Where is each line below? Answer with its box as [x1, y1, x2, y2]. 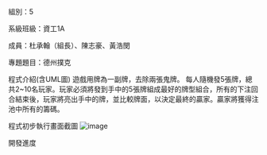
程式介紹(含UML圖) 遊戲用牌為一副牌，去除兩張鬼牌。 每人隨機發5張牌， [8, 75, 246, 83]
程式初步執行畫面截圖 [8, 122, 78, 130]
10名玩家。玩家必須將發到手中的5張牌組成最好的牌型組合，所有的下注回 [23, 84, 258, 94]
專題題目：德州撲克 [8, 58, 72, 67]
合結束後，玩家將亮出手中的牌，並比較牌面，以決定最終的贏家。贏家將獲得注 [8, 95, 259, 103]
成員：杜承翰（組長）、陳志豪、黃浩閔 [8, 41, 130, 50]
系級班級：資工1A [8, 24, 65, 33]
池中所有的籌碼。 [8, 104, 64, 114]
